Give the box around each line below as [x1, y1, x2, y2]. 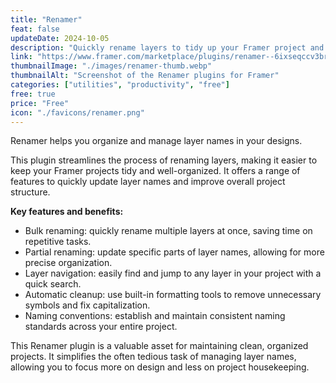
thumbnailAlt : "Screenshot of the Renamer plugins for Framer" [10, 71, 280, 81]
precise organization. [24, 257, 113, 269]
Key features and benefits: [10, 206, 124, 218]
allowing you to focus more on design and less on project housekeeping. [10, 361, 310, 373]
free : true [10, 89, 56, 99]
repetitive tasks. [24, 236, 92, 248]
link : [10, 52, 33, 62]
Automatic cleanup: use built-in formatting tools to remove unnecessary [24, 289, 322, 301]
